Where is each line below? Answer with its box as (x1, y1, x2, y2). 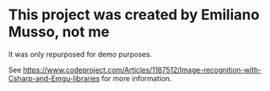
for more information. (101, 73, 172, 83)
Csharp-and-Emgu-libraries (8, 73, 100, 83)
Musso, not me (8, 23, 110, 41)
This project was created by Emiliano (8, 6, 260, 24)
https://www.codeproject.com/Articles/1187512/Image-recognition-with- (22, 64, 262, 74)
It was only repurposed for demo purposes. (8, 49, 153, 59)
